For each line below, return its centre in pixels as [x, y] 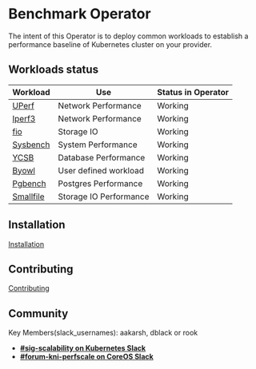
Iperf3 [24, 118]
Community [38, 313]
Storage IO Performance [104, 196]
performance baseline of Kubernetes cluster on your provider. [110, 44]
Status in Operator [193, 92]
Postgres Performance [100, 183]
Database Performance [102, 157]
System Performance [98, 145]
